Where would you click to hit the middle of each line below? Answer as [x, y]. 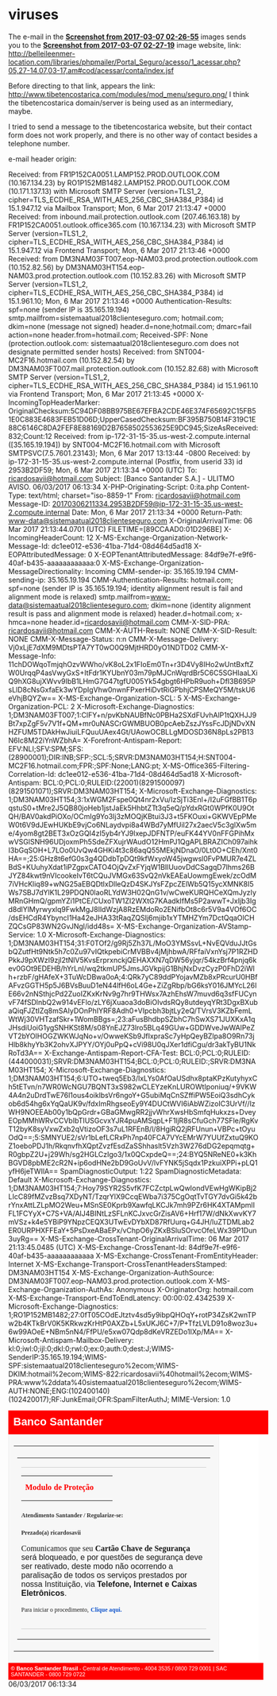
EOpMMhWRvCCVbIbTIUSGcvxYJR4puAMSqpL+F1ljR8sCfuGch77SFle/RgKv [133, 1120]
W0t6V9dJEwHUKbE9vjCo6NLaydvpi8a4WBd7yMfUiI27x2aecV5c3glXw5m [132, 825]
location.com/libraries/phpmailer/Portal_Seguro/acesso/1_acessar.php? [124, 62]
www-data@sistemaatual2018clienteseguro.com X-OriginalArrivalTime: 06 [131, 520]
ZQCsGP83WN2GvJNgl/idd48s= [62, 926]
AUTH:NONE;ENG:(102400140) [59, 1391]
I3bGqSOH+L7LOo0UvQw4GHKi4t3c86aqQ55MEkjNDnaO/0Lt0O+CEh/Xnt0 [133, 850]
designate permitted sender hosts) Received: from [90, 351]
